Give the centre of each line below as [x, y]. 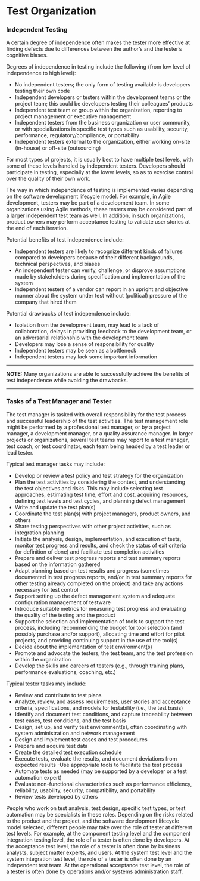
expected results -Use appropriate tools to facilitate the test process [99, 765]
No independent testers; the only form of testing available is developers [103, 85]
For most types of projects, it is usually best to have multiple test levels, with [100, 160]
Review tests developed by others [56, 796]
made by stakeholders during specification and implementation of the [100, 277]
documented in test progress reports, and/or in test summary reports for [103, 577]
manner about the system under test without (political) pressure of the [101, 296]
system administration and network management [75, 733]
